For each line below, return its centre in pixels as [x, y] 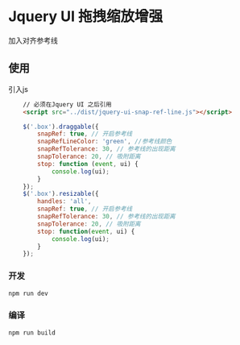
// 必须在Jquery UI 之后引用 [67, 104]
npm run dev [28, 293]
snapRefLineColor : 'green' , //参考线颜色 [105, 142]
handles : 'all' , [64, 202]
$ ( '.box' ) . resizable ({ [61, 194]
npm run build [32, 333]
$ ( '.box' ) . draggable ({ [61, 127]
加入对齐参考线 [33, 40]
